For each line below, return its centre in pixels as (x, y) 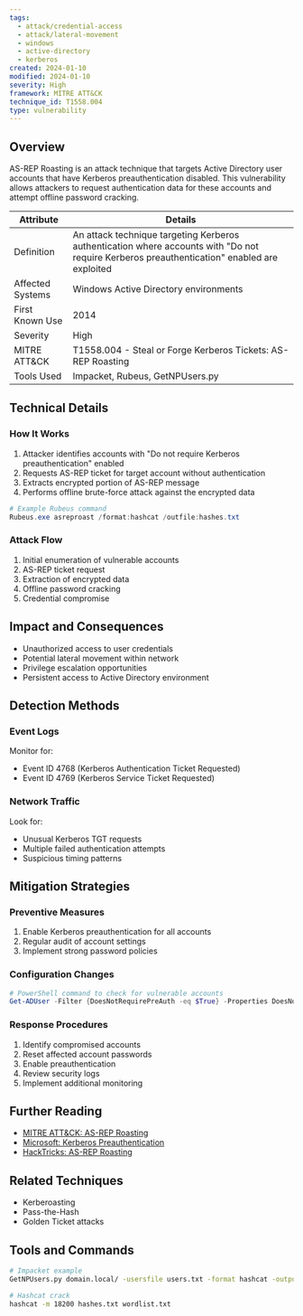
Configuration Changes (62, 974)
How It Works (40, 434)
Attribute (39, 220)
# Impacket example (46, 1271)
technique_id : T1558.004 (56, 102)
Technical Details (59, 408)
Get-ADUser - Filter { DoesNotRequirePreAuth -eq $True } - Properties (139, 1001)
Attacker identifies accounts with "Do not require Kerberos (131, 454)
